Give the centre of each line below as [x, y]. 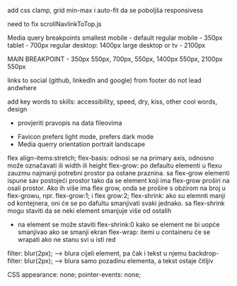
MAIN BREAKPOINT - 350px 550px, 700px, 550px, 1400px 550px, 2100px [115, 59]
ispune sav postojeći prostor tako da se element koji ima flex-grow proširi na [118, 181]
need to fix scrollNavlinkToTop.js [54, 24]
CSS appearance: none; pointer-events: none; [74, 275]
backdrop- [204, 253]
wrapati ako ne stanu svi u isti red [67, 240]
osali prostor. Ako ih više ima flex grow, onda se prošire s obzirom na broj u [117, 188]
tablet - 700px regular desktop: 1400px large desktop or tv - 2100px [106, 45]
